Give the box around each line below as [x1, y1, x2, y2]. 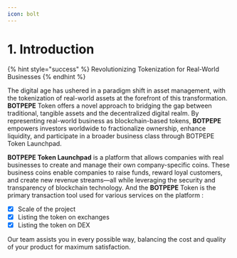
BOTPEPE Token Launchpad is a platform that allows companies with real [7, 153, 224, 161]
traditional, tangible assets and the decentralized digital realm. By [7, 108, 199, 118]
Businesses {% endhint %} [7, 72, 86, 81]
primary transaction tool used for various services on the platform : [7, 190, 204, 200]
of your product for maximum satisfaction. [7, 242, 131, 251]
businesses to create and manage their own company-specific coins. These [7, 160, 230, 169]
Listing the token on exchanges [17, 212, 110, 221]
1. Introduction [7, 41, 95, 57]
